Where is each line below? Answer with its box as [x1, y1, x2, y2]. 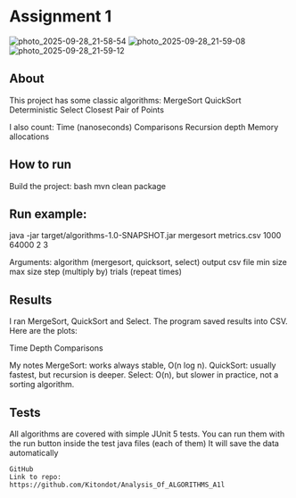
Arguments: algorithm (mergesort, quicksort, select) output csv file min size [9, 257, 287, 268]
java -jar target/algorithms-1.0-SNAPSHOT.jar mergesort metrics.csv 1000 [9, 230, 282, 241]
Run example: [9, 206, 87, 221]
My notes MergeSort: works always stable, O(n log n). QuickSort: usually [9, 360, 276, 371]
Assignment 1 [9, 6, 112, 27]
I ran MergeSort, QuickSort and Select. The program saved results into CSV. [9, 316, 288, 327]
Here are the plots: [9, 326, 78, 336]
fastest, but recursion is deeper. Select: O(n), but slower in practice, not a [9, 369, 279, 380]
